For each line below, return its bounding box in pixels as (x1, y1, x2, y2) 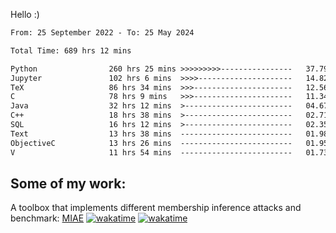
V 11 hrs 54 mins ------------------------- (10, 147, 293, 158)
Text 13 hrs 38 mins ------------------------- (10, 129, 293, 139)
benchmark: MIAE (10, 212, 85, 224)
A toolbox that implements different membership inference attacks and (10, 202, 302, 214)
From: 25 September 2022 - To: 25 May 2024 (10, 28, 195, 38)
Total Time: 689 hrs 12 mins (10, 45, 132, 56)
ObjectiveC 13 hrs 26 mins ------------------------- (10, 138, 293, 148)
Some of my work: (10, 175, 127, 192)
